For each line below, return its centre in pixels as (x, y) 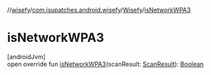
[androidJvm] (27, 56)
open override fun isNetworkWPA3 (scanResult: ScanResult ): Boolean (105, 64)
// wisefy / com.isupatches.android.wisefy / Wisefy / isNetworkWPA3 (99, 10)
